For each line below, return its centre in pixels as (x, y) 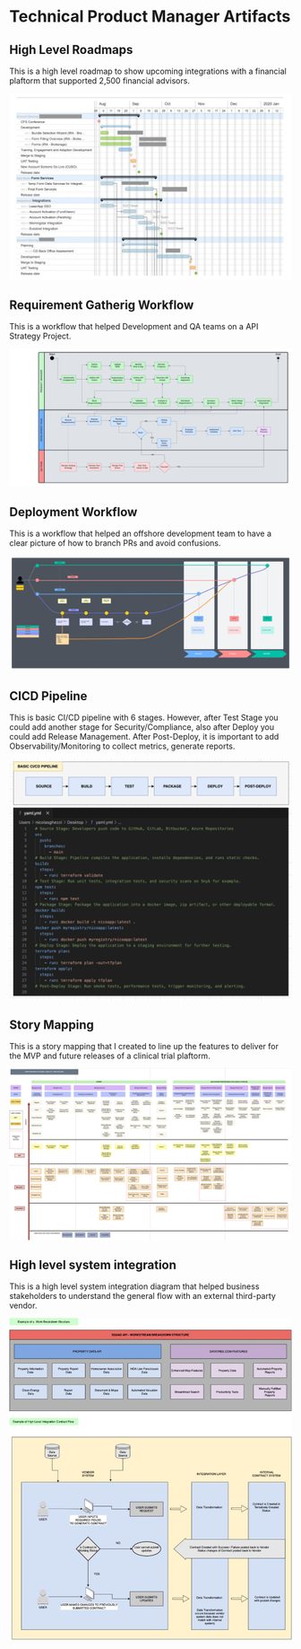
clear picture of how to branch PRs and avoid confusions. (115, 543)
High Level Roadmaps (71, 50)
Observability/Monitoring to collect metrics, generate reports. (122, 746)
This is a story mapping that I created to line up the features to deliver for (144, 1047)
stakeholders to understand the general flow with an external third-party (142, 1296)
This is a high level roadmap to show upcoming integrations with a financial (148, 71)
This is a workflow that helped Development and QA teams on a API (134, 327)
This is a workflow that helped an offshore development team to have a (140, 533)
